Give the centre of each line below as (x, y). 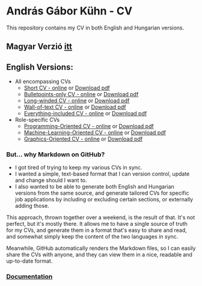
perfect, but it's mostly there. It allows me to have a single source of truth (97, 224)
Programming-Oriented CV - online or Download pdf (89, 126)
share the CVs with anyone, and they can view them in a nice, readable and (99, 255)
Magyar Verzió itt (39, 47)
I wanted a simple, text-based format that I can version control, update (102, 174)
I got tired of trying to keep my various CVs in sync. (78, 168)
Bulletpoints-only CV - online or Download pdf (81, 94)
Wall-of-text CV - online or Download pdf (75, 107)
